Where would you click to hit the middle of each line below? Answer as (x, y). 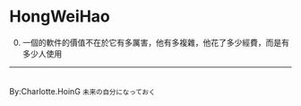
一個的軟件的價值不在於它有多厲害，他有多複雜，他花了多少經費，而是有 (155, 42)
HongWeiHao (60, 17)
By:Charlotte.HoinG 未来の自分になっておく (82, 91)
